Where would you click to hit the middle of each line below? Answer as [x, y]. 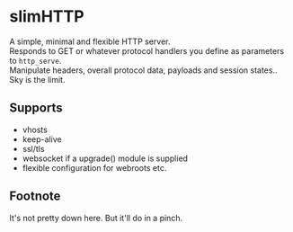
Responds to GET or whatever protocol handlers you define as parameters [147, 50]
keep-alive [42, 139]
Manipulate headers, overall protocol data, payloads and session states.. [143, 70]
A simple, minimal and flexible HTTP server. [90, 41]
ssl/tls [33, 148]
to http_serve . [36, 60]
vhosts [35, 129]
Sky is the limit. [37, 79]
